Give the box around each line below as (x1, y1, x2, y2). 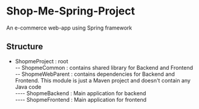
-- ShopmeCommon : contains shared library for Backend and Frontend (15, 64, 194, 71)
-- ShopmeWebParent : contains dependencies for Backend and (15, 70, 175, 78)
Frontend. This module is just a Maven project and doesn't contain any (15, 76, 191, 84)
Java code (15, 83, 42, 90)
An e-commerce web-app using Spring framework (6, 24, 132, 31)
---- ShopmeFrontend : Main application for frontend (15, 96, 147, 103)
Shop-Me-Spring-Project (6, 4, 135, 18)
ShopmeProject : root (15, 57, 68, 64)
